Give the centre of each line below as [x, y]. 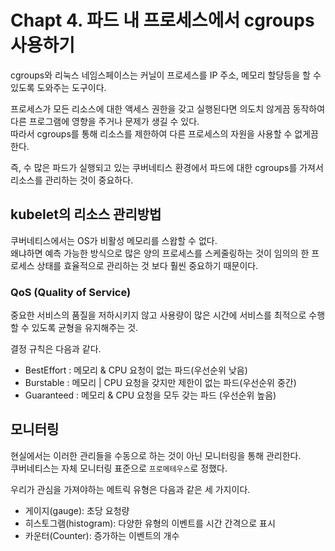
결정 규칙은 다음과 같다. [56, 349]
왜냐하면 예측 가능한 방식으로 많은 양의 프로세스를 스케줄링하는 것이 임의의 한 [160, 253]
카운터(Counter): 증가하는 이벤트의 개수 [102, 535]
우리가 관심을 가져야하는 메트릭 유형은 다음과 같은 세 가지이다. [130, 489]
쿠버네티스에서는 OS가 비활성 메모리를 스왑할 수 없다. [114, 240]
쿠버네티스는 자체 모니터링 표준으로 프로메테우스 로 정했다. [119, 468]
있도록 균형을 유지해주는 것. [85, 328]
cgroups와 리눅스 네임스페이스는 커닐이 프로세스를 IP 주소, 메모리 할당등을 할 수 [166, 75]
